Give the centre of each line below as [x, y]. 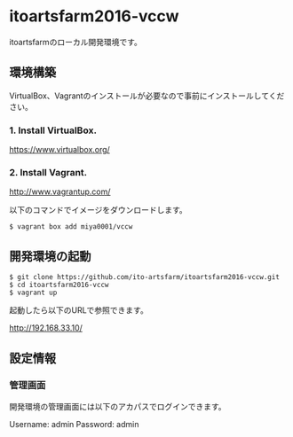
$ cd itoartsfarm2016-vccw [59, 285]
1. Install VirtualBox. [53, 130]
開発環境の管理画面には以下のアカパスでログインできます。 [118, 406]
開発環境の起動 [50, 256]
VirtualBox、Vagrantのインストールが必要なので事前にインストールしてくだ [147, 96]
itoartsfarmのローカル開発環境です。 [75, 42]
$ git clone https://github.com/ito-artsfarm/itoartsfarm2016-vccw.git [144, 277]
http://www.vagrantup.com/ [60, 191]
